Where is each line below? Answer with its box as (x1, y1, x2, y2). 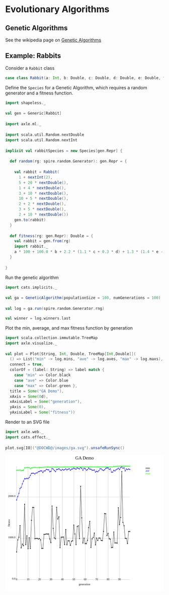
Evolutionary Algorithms (5, 4, 110, 15)
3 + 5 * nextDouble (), (18, 207, 66, 212)
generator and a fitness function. (5, 90, 73, 96)
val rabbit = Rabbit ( (14, 170, 59, 175)
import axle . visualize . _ (5, 341, 57, 346)
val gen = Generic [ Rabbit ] (5, 111, 62, 116)
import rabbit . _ (14, 244, 49, 249)
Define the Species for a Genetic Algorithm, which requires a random (5, 84, 147, 90)
